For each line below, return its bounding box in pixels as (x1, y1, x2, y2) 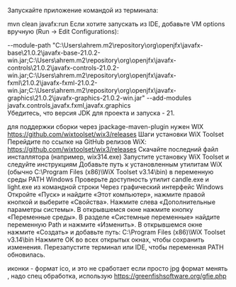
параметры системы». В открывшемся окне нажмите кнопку (7, 206, 193, 213)
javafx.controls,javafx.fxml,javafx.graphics (7, 101, 131, 109)
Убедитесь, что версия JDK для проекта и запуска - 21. (7, 109, 175, 117)
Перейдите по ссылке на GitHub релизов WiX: (7, 137, 147, 146)
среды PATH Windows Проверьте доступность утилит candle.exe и (7, 175, 209, 184)
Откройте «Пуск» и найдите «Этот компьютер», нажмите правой (7, 191, 206, 198)
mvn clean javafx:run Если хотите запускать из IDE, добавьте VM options (7, 20, 225, 28)
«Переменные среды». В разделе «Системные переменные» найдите (7, 213, 220, 221)
